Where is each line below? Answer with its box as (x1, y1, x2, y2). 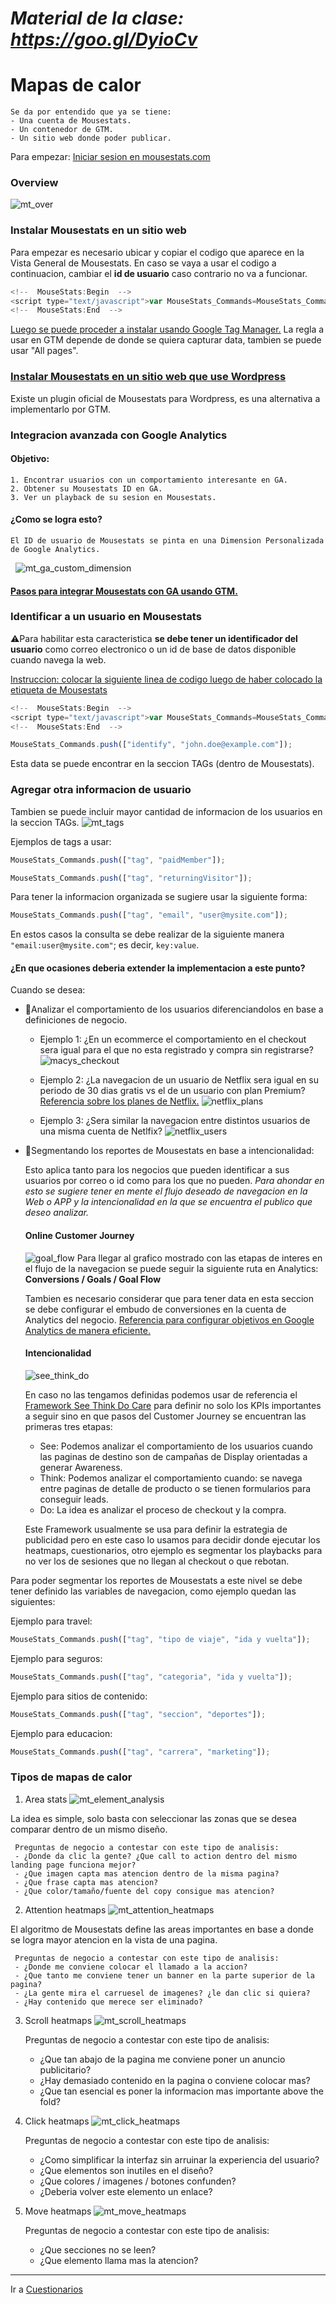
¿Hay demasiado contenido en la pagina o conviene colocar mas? (39, 2074, 311, 2086)
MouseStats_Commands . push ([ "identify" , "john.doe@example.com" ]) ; (10, 740, 293, 750)
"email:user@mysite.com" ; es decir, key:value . (10, 939, 200, 951)
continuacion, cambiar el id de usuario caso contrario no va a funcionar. (10, 267, 308, 279)
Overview (10, 176, 59, 190)
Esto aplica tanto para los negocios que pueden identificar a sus (24, 1164, 290, 1176)
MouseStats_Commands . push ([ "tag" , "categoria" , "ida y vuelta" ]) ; (10, 1672, 293, 1682)
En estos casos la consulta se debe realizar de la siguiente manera (10, 928, 285, 941)
